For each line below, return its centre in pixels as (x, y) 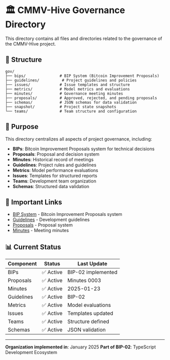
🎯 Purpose (22, 127)
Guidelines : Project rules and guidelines (54, 165)
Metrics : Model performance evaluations (55, 170)
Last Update (93, 264)
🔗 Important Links (34, 202)
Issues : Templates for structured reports (55, 175)
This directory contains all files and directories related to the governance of (84, 38)
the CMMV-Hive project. (31, 43)
